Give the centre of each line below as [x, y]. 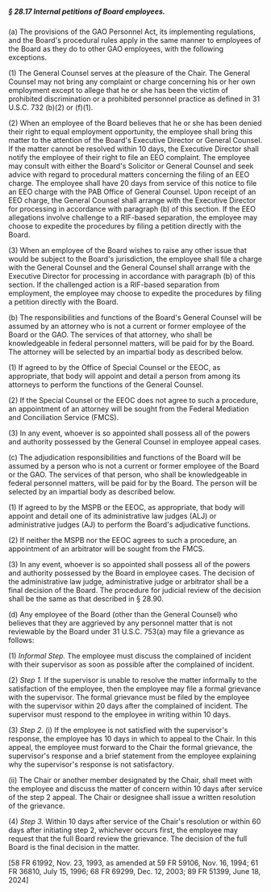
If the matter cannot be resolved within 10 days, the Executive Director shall [134, 149]
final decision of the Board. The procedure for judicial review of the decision [135, 590]
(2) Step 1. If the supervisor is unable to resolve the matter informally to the [133, 680]
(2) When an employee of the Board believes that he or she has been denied [135, 123]
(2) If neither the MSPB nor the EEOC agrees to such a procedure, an [123, 540]
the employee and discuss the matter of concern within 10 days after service [135, 789]
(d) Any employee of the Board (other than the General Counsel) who [123, 614]
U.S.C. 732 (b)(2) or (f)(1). [51, 107]
